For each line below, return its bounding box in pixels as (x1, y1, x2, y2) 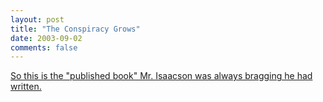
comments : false (10, 42, 78, 53)
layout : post (10, 14, 65, 25)
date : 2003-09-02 (10, 33, 83, 43)
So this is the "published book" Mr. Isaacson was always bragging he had (10, 70, 313, 82)
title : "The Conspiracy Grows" (10, 24, 141, 34)
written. (10, 81, 42, 93)
